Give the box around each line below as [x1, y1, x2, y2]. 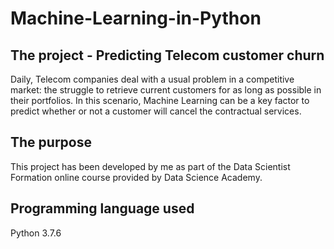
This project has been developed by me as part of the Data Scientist [10, 160, 291, 172]
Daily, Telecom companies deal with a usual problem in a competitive [10, 73, 295, 85]
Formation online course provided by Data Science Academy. [10, 171, 263, 183]
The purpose [10, 134, 92, 151]
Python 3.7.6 [10, 227, 62, 239]
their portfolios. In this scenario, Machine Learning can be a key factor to [10, 95, 310, 106]
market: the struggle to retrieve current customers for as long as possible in [10, 84, 322, 96]
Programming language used [10, 200, 195, 217]
